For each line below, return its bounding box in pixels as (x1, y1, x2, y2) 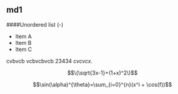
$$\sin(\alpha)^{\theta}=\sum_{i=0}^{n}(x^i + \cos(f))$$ (32, 81, 173, 88)
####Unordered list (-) (6, 21, 64, 28)
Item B (15, 39, 32, 46)
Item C (15, 45, 32, 53)
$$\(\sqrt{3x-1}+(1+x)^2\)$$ (66, 69, 138, 76)
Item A (15, 33, 32, 40)
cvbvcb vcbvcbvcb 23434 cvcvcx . (6, 57, 93, 64)
